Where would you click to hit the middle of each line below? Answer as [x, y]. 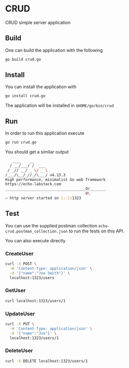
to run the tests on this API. [97, 231]
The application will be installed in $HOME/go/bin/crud [60, 106]
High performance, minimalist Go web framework [56, 180]
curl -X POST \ [21, 264]
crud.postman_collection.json [37, 231]
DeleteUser [19, 351]
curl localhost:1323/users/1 [35, 301]
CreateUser [19, 253]
